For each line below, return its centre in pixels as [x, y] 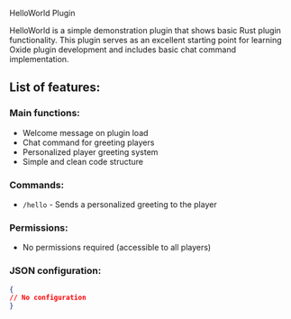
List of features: [55, 88]
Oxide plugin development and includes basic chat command [123, 50]
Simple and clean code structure [83, 161]
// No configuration [48, 298]
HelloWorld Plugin [42, 13]
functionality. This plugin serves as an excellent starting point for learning [145, 40]
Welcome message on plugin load [85, 132]
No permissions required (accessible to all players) [117, 248]
